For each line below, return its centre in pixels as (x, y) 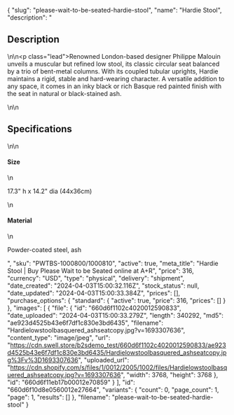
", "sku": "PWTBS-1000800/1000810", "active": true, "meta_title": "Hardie (113, 263)
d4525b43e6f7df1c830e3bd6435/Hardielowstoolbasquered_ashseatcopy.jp (117, 353)
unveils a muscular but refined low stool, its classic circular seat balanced (113, 64)
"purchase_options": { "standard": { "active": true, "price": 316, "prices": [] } (117, 301)
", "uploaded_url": (104, 360)
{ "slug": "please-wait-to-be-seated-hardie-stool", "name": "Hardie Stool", (115, 10)
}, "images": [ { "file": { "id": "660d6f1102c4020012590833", (94, 308)
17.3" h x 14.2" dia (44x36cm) (50, 191)
